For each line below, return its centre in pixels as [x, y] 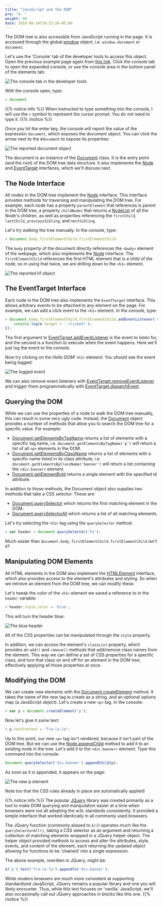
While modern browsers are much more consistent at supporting [70, 878]
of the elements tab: [25, 72]
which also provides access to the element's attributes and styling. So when [81, 578]
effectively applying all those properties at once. [53, 665]
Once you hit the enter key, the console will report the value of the [71, 129]
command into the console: [32, 754]
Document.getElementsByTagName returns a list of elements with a [80, 438]
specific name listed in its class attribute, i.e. [56, 459]
